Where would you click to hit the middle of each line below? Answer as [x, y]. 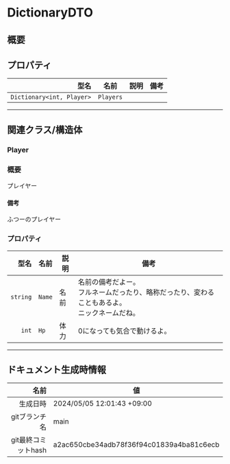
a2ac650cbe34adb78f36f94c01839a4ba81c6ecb [136, 445]
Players [111, 97]
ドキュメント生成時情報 [56, 370]
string [21, 297]
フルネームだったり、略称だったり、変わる [146, 292]
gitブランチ [28, 417]
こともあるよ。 [102, 302]
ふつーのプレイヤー [34, 219]
